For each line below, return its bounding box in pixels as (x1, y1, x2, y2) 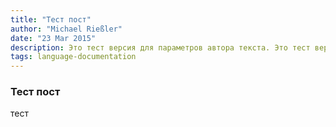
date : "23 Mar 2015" (10, 33, 97, 43)
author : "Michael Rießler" (10, 24, 123, 34)
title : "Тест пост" (10, 14, 92, 25)
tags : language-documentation (10, 52, 137, 62)
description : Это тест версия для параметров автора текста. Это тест (10, 42, 311, 53)
